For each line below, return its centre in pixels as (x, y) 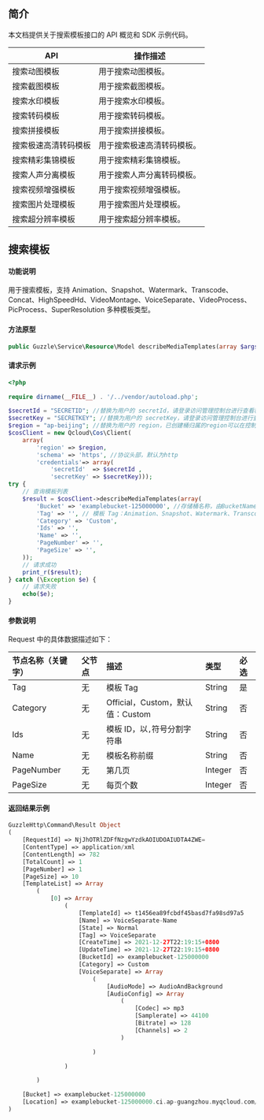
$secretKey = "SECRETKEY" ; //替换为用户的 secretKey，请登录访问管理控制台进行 (131, 419)
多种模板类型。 (131, 310)
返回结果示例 (29, 808)
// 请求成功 (39, 565)
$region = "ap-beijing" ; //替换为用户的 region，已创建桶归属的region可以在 (126, 426)
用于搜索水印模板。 (134, 101)
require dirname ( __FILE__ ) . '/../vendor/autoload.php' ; (103, 396)
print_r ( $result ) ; (52, 572)
